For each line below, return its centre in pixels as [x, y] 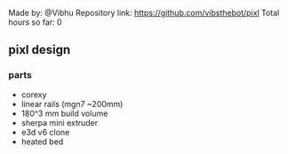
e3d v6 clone [45, 132]
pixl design [40, 50]
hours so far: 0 [36, 22]
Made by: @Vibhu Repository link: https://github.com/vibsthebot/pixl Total [144, 13]
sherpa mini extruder [60, 122]
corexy [34, 94]
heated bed [42, 142]
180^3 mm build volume [64, 113]
